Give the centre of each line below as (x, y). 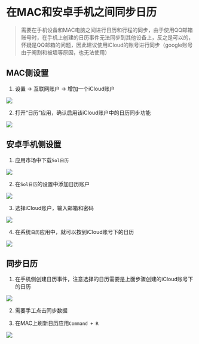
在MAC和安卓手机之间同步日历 (82, 12)
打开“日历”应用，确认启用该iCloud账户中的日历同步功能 (83, 112)
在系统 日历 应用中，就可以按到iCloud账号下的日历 (74, 232)
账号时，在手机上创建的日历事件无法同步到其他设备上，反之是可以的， (107, 37)
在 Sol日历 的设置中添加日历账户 (52, 184)
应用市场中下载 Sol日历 (42, 160)
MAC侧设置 (27, 73)
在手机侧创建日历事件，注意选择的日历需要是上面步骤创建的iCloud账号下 (104, 279)
